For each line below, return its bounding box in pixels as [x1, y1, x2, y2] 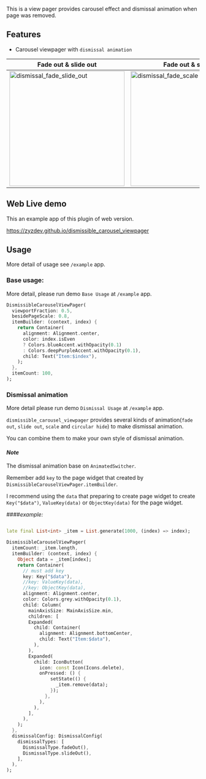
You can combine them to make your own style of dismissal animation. [6, 435, 185, 442]
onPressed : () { [39, 671, 81, 677]
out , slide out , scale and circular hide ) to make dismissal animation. [6, 423, 184, 430]
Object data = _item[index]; [17, 556, 92, 563]
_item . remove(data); [55, 682, 109, 688]
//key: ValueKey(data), [22, 579, 84, 585]
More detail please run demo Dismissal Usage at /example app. [6, 405, 164, 412]
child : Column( [22, 602, 62, 608]
